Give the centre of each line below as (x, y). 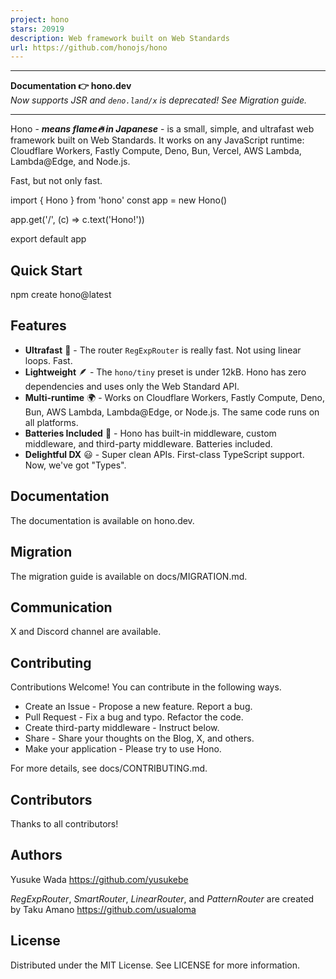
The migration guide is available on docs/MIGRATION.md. (129, 576)
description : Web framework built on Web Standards (120, 38)
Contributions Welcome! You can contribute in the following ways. (146, 687)
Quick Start (46, 270)
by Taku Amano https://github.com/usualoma (103, 909)
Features (38, 326)
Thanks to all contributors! (64, 823)
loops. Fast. (48, 360)
